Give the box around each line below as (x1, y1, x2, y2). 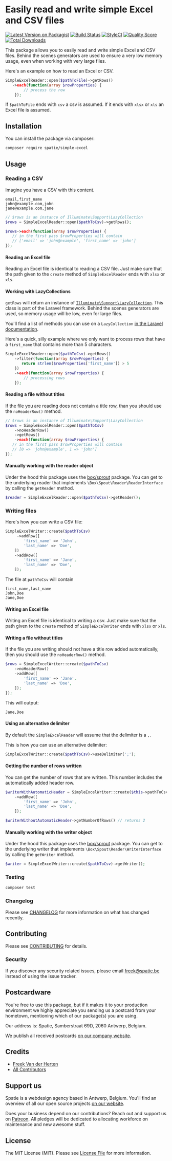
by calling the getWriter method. (5, 851, 74, 858)
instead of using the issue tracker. (5, 973, 77, 979)
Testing (5, 874, 25, 881)
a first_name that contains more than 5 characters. (5, 341, 113, 348)
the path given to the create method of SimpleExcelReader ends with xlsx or (5, 271, 165, 277)
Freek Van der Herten (12, 1061, 58, 1067)
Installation (5, 122, 42, 131)
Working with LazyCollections (5, 288, 71, 294)
